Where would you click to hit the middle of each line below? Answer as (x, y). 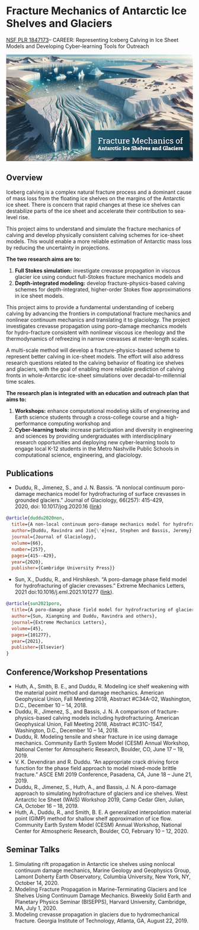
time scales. (21, 381)
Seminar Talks (33, 850)
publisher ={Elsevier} (38, 647)
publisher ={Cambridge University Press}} (63, 568)
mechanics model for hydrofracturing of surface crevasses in (111, 494)
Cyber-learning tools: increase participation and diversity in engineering (104, 429)
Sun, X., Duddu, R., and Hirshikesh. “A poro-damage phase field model (101, 579)
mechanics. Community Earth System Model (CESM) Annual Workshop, (102, 743)
